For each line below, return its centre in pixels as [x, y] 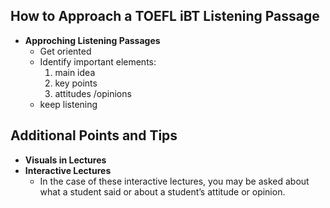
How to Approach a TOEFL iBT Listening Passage [165, 16]
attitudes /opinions [93, 93]
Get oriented [65, 51]
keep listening [68, 104]
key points [76, 83]
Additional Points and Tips [94, 135]
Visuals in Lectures [65, 160]
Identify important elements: [98, 61]
